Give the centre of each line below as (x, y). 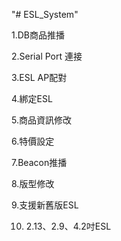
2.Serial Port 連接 (47, 56)
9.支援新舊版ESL (45, 205)
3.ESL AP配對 (39, 77)
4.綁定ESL (32, 98)
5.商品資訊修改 (41, 120)
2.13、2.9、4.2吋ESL (68, 226)
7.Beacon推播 (39, 162)
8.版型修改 (33, 183)
